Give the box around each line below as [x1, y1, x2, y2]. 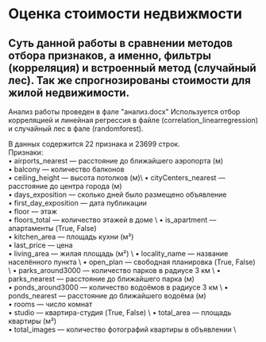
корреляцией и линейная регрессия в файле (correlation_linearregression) [8, 116, 259, 125]
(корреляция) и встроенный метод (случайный [8, 61, 256, 75]
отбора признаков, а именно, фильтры [8, 48, 212, 62]
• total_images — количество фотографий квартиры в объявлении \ [8, 325, 237, 334]
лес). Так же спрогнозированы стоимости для [8, 73, 252, 87]
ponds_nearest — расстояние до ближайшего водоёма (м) [8, 291, 206, 300]
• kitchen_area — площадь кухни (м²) [8, 232, 134, 241]
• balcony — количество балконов [8, 164, 125, 174]
